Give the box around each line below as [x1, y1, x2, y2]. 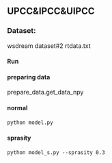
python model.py [7, 119, 53, 126]
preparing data [7, 73, 51, 81]
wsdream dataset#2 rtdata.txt [7, 41, 91, 50]
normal [7, 104, 28, 112]
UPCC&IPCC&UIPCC [7, 5, 95, 17]
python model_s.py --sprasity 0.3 [7, 149, 106, 156]
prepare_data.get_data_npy [7, 88, 84, 97]
